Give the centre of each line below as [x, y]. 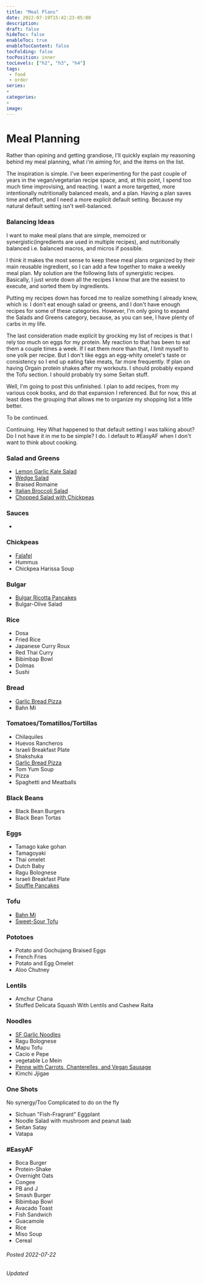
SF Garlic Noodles [38, 1034]
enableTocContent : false [38, 46]
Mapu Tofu [29, 1048]
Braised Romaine [36, 484]
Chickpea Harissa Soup [44, 569]
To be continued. [27, 417]
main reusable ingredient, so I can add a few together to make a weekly [96, 267]
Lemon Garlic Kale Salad [46, 472]
